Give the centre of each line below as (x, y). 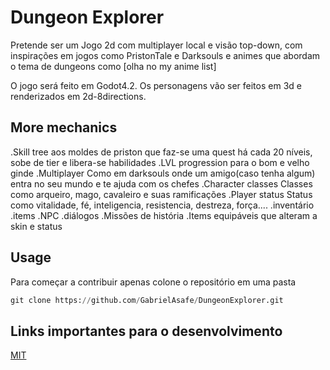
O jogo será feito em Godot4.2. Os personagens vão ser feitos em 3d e (156, 85)
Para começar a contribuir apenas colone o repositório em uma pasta (153, 282)
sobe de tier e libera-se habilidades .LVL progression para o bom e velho (160, 162)
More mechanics (64, 127)
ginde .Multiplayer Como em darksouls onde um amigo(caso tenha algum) (163, 173)
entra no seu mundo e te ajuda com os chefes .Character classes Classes (161, 183)
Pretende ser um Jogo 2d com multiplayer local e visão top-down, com (156, 45)
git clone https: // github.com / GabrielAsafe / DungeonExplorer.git (147, 300)
